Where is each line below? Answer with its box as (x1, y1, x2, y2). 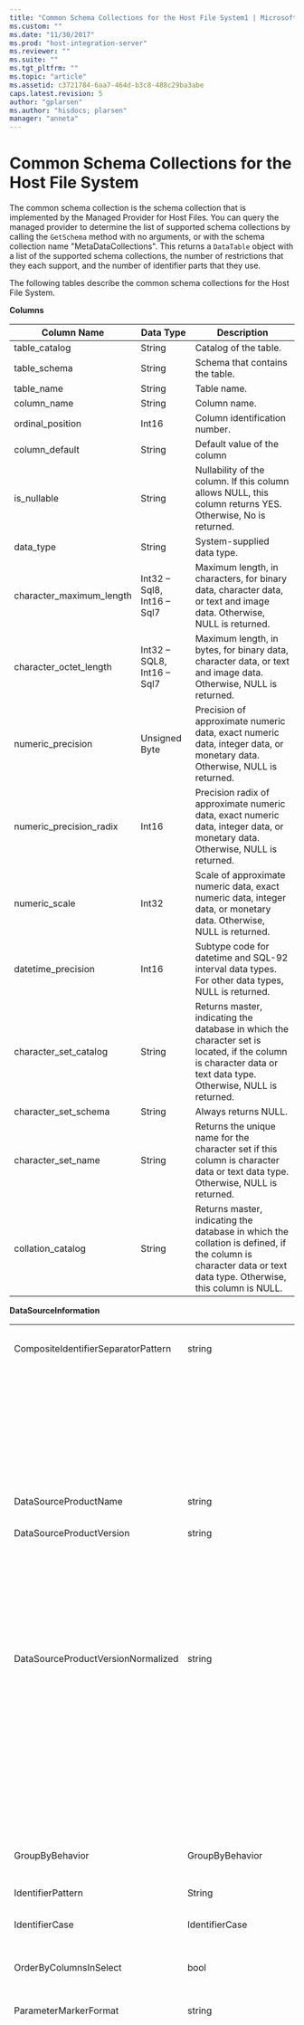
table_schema (14, 362, 73, 375)
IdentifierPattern (14, 1886, 83, 1899)
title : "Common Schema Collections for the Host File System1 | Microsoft (9, 13, 298, 23)
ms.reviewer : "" (9, 47, 71, 56)
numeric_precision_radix (14, 820, 119, 833)
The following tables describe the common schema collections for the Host (9, 278, 290, 289)
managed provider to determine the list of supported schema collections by (9, 222, 291, 233)
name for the (195, 1132, 250, 1144)
